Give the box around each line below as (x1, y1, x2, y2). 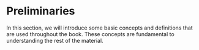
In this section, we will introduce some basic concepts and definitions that (6, 24, 193, 31)
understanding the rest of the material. (6, 37, 103, 44)
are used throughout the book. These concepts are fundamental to (6, 30, 175, 37)
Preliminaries (6, 4, 75, 18)
